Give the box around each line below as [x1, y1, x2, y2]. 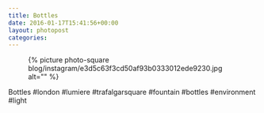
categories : [8, 33, 48, 42]
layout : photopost [8, 26, 69, 34]
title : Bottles [8, 11, 59, 20]
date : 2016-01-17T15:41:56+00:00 [8, 19, 119, 27]
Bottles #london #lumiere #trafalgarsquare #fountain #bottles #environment [8, 88, 256, 97]
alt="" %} [28, 72, 59, 81]
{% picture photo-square [28, 55, 109, 65]
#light [8, 96, 28, 105]
